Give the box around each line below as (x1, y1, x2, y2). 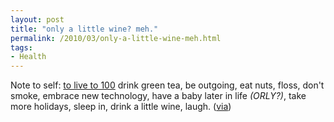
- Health (10, 52, 47, 62)
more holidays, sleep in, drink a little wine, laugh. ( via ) (10, 101, 232, 113)
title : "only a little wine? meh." (10, 24, 159, 34)
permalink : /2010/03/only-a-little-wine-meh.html (10, 33, 222, 43)
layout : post (10, 14, 65, 25)
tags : (10, 42, 33, 53)
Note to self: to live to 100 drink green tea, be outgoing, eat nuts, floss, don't (10, 79, 325, 91)
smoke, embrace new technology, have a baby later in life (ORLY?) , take (10, 90, 307, 102)
